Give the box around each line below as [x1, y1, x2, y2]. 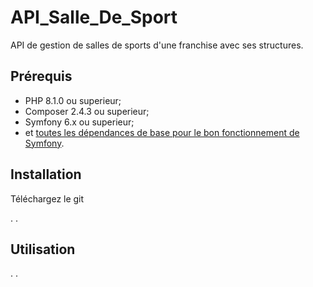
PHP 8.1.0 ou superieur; [24, 94, 122, 106]
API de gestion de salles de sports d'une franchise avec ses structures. [10, 39, 304, 51]
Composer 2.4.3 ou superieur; [24, 105, 150, 117]
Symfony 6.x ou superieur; [24, 116, 135, 128]
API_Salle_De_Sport [10, 6, 178, 29]
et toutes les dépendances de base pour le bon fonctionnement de [24, 126, 300, 138]
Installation [10, 166, 82, 183]
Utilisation [10, 241, 76, 258]
